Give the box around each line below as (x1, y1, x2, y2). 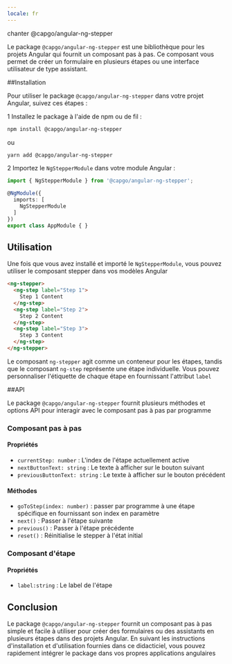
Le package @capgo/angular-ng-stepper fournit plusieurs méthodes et (7, 399, 206, 407)
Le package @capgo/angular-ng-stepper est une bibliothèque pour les (7, 42, 205, 51)
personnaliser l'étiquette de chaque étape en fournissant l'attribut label (7, 372, 212, 380)
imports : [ (13, 197, 45, 204)
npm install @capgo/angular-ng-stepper (7, 125, 123, 132)
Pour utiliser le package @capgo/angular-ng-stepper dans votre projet (7, 91, 204, 100)
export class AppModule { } (7, 222, 89, 229)
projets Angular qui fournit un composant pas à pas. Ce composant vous (7, 50, 215, 58)
